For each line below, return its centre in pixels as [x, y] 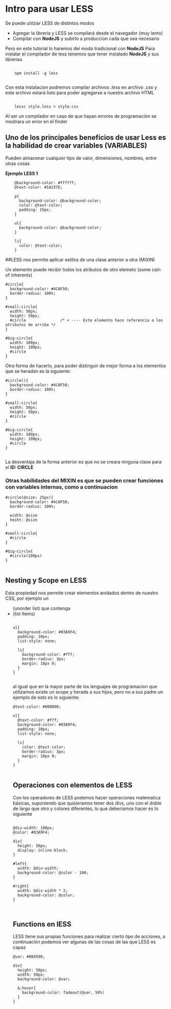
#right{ [21, 886]
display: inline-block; [43, 850]
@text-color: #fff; [38, 720]
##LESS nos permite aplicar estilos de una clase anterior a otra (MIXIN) [80, 259]
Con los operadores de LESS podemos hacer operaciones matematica [87, 797]
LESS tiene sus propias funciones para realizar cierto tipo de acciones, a [89, 937]
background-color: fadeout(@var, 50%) [63, 993]
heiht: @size [24, 520]
